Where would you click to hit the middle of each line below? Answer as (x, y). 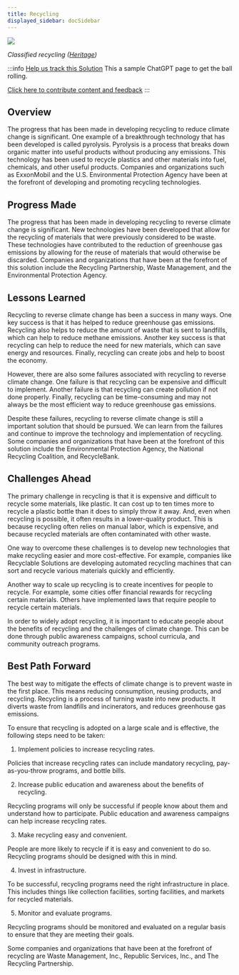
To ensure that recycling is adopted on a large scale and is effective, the (113, 727)
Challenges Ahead (49, 479)
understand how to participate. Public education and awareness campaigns (118, 813)
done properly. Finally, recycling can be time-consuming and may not (110, 396)
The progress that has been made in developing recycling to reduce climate (118, 129)
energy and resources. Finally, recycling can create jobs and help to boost (116, 352)
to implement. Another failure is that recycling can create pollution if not (113, 389)
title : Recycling (33, 14)
